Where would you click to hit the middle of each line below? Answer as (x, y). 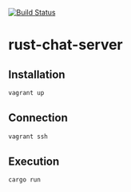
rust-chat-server (66, 45)
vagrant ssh (28, 137)
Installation (37, 74)
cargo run (25, 180)
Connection (38, 118)
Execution (34, 161)
